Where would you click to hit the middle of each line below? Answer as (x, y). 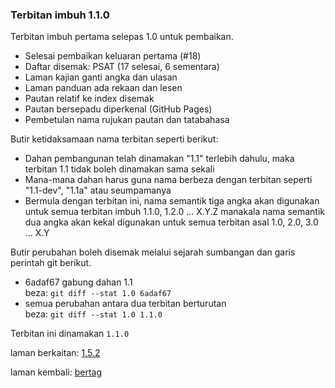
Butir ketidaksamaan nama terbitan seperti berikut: (114, 139)
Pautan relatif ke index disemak (89, 99)
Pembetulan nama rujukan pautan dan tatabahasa (127, 120)
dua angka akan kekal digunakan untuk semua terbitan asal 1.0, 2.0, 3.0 (171, 222)
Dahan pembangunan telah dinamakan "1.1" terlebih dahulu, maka (159, 159)
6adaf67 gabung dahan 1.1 (78, 282)
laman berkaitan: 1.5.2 (55, 353)
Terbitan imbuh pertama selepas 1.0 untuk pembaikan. (122, 37)
